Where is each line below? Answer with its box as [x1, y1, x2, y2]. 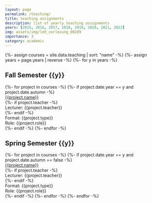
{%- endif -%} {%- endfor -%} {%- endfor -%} [5, 193, 99, 199]
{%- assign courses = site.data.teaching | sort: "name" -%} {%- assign [5, 52, 147, 58]
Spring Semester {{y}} [5, 139, 74, 147]
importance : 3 [5, 34, 34, 39]
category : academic [5, 39, 45, 44]
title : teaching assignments [5, 16, 64, 21]
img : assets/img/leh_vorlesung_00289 [5, 30, 82, 34]
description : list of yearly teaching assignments [5, 20, 110, 26]
